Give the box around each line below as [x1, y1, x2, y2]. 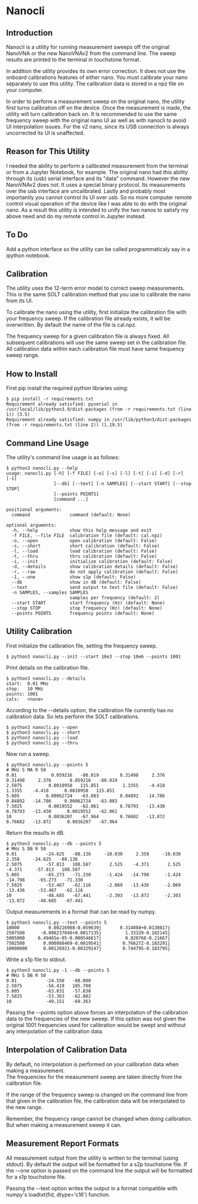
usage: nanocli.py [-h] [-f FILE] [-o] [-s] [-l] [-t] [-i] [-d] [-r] [6, 470, 184, 476]
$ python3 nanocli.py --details [6, 675, 86, 681]
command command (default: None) [11, 512, 131, 518]
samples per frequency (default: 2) [69, 595, 160, 601]
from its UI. [6, 297, 34, 305]
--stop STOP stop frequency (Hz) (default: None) [11, 606, 163, 611]
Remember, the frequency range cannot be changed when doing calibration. [6, 1115, 193, 1122]
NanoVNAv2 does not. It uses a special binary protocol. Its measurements [6, 181, 186, 188]
